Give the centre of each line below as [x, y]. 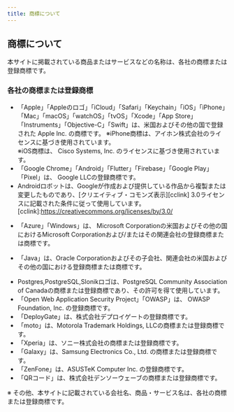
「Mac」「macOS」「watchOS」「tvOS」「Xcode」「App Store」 [107, 115]
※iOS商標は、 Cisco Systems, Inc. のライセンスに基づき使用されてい [116, 150]
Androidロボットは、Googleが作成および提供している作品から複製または [122, 185]
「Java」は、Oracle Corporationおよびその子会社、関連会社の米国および [122, 258]
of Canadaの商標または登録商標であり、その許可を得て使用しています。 [120, 290]
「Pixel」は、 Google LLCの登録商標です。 [78, 177]
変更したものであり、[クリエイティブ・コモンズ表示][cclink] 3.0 [109, 194]
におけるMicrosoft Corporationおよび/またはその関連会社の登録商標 [115, 234]
